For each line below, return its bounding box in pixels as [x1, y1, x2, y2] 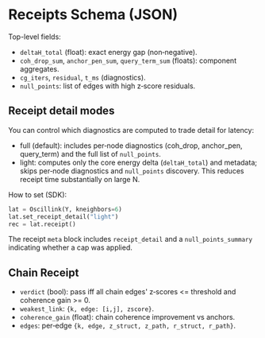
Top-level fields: [8, 32, 61, 41]
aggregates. [19, 64, 60, 73]
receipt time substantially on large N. [19, 174, 140, 184]
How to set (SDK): [8, 189, 67, 200]
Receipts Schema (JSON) [8, 6, 179, 24]
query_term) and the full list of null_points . [19, 149, 161, 158]
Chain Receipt [8, 266, 79, 279]
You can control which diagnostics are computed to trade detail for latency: [8, 125, 255, 134]
